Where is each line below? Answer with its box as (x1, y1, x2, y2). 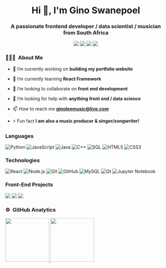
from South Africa (63, 29, 109, 36)
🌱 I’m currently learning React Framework (12, 76, 101, 82)
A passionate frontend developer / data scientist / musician (11, 23, 161, 30)
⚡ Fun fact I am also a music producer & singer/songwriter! (12, 117, 139, 124)
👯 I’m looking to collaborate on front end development (12, 85, 128, 91)
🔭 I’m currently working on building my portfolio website (12, 66, 133, 72)
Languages (5, 132, 34, 139)
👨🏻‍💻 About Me (5, 54, 43, 61)
